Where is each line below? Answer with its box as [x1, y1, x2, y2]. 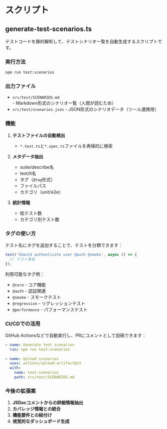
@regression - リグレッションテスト [12, 300, 86, 306]
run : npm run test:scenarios [9, 347, 70, 352]
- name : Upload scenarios [5, 356, 59, 361]
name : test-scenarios [14, 370, 59, 375]
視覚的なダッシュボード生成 [12, 419, 70, 425]
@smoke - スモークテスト [12, 294, 61, 300]
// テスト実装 [9, 257, 35, 262]
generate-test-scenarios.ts [5, 24, 92, 33]
